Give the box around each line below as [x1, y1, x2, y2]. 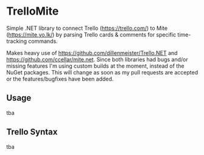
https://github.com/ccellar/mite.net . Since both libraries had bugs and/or [6, 56, 188, 63]
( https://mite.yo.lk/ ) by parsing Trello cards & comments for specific [6, 31, 177, 38]
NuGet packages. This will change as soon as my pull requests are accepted [6, 68, 199, 76]
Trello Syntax [6, 127, 58, 137]
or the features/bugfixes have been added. [6, 75, 114, 82]
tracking [6, 37, 27, 45]
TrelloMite [6, 4, 59, 18]
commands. [28, 37, 58, 45]
